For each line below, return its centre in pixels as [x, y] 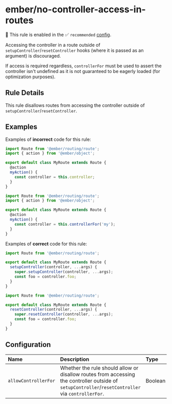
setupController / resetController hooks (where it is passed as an [74, 50]
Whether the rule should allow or [99, 368]
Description [75, 359]
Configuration [28, 345]
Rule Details [25, 93]
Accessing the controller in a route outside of [53, 45]
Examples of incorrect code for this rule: [48, 139]
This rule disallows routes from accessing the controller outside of [75, 105]
